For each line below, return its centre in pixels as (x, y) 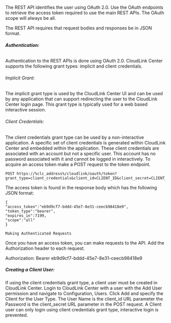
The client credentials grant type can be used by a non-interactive (75, 137)
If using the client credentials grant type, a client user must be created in (81, 282)
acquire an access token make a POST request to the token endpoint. (78, 164)
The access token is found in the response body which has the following (81, 187)
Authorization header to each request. (45, 248)
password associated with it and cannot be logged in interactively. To (78, 159)
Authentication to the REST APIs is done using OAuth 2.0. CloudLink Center (84, 61)
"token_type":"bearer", (31, 211)
